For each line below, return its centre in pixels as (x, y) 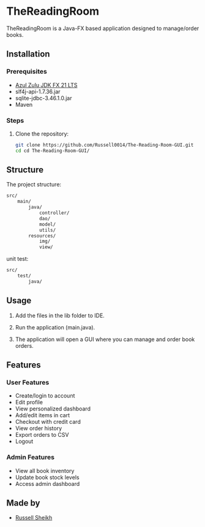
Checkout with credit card (48, 422)
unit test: (17, 259)
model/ (47, 224)
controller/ (54, 213)
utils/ (47, 230)
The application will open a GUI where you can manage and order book (105, 339)
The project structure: (34, 185)
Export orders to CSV (42, 435)
